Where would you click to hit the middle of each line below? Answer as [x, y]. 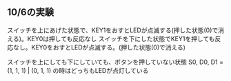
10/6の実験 [31, 12]
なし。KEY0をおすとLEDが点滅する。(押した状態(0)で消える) [99, 47]
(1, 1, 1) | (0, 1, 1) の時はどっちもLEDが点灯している [78, 70]
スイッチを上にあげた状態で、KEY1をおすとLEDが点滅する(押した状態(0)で [113, 30]
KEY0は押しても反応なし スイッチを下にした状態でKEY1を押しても [121, 38]
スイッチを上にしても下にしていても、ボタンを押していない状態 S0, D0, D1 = [115, 62]
